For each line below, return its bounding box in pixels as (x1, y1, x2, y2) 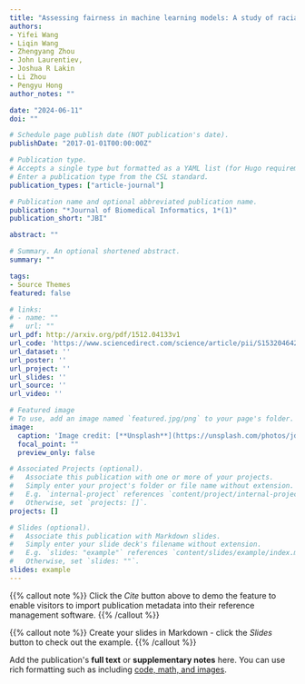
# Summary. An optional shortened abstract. (9, 247, 181, 256)
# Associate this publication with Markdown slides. (9, 531, 221, 540)
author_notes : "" (9, 89, 75, 98)
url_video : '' (9, 390, 64, 399)
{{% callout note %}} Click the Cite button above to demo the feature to (9, 590, 277, 600)
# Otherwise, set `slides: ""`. (9, 557, 141, 566)
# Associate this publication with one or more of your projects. (9, 473, 274, 482)
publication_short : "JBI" (9, 214, 107, 223)
